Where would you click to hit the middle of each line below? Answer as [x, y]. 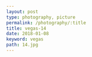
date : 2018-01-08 [28, 34]
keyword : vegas [25, 39]
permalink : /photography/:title [46, 23]
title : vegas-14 [26, 28]
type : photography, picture [41, 17]
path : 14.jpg [22, 45]
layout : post [22, 12]
